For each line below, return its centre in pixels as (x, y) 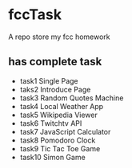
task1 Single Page (49, 80)
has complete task (55, 62)
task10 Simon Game (52, 157)
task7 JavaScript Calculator (65, 131)
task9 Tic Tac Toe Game (60, 148)
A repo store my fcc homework (59, 37)
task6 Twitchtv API (51, 123)
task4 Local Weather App (62, 106)
